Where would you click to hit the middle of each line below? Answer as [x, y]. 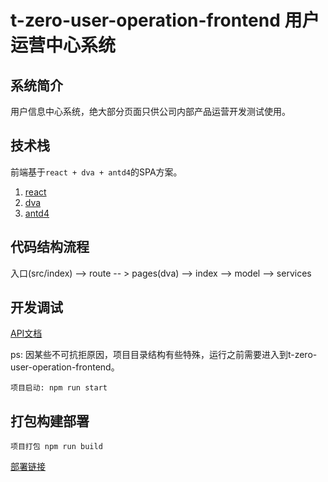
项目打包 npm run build [56, 447]
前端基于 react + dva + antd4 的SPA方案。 [96, 172]
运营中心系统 [63, 45]
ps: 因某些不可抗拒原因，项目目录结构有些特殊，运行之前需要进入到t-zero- [164, 355]
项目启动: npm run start [59, 388]
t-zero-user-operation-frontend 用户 [165, 20]
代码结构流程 [50, 247]
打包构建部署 [50, 421]
